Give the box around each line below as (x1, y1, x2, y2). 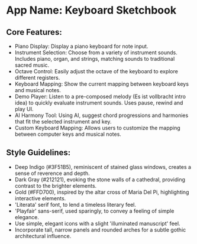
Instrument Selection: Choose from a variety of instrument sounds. (14, 49, 177, 56)
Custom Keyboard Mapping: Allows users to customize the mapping (14, 125, 180, 131)
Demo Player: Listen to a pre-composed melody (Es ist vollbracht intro (14, 93, 186, 100)
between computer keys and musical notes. (14, 131, 121, 138)
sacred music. (14, 61, 50, 69)
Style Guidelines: (6, 148, 71, 158)
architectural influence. (14, 232, 72, 239)
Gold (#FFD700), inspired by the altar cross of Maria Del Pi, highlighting (14, 188, 189, 196)
